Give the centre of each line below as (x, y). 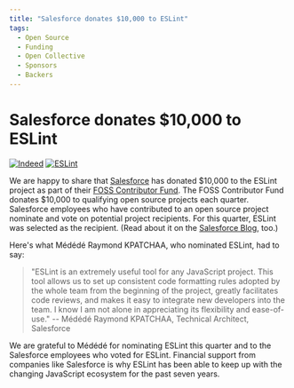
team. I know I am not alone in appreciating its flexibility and (140, 309)
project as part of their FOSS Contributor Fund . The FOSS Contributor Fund (147, 190)
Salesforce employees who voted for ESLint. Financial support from (132, 354)
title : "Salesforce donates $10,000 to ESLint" (99, 19)
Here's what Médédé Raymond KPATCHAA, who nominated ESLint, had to (144, 245)
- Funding (35, 47)
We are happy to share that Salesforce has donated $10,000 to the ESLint (143, 180)
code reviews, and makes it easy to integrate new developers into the (158, 300)
